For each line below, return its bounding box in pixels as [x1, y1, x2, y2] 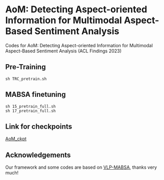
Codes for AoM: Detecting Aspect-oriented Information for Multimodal [5, 42, 153, 48]
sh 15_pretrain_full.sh [5, 104, 56, 109]
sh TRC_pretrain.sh [5, 76, 47, 82]
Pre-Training [5, 63, 46, 71]
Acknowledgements [5, 150, 71, 159]
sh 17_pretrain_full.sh [5, 108, 56, 113]
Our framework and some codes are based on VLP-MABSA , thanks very [5, 164, 157, 170]
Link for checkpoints [5, 122, 73, 131]
